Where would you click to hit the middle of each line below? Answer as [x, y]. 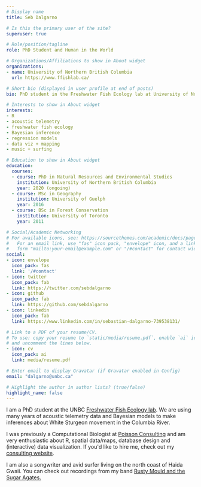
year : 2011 [31, 221]
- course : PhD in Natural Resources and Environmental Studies [92, 177]
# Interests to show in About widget [53, 105]
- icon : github [25, 294]
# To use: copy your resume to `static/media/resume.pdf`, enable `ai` [97, 338]
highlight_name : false [34, 393]
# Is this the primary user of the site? [59, 28]
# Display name [25, 12]
